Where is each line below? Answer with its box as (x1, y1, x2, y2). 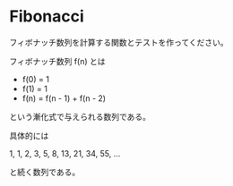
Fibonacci (9, 6, 85, 27)
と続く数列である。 (9, 166, 81, 177)
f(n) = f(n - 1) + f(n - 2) (22, 92, 106, 104)
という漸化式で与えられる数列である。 (9, 111, 151, 122)
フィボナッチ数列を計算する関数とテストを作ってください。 (9, 37, 229, 47)
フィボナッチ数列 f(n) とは (9, 55, 106, 66)
